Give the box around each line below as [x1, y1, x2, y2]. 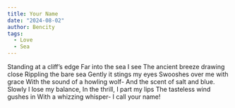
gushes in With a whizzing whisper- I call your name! [7, 92, 161, 101]
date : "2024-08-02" [7, 17, 65, 24]
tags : [7, 30, 23, 37]
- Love [13, 37, 33, 44]
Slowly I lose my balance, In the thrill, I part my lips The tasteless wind [7, 85, 211, 93]
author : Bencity [7, 23, 55, 30]
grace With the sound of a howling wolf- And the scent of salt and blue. [7, 78, 215, 85]
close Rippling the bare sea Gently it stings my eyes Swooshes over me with [7, 70, 229, 78]
